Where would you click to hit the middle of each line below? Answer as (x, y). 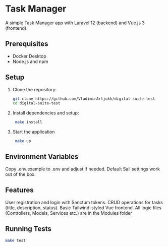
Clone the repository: (35, 89)
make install (29, 122)
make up (23, 141)
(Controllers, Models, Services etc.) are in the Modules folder (69, 213)
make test (16, 240)
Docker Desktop (29, 56)
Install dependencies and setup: (46, 113)
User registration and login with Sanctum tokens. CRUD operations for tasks (84, 202)
